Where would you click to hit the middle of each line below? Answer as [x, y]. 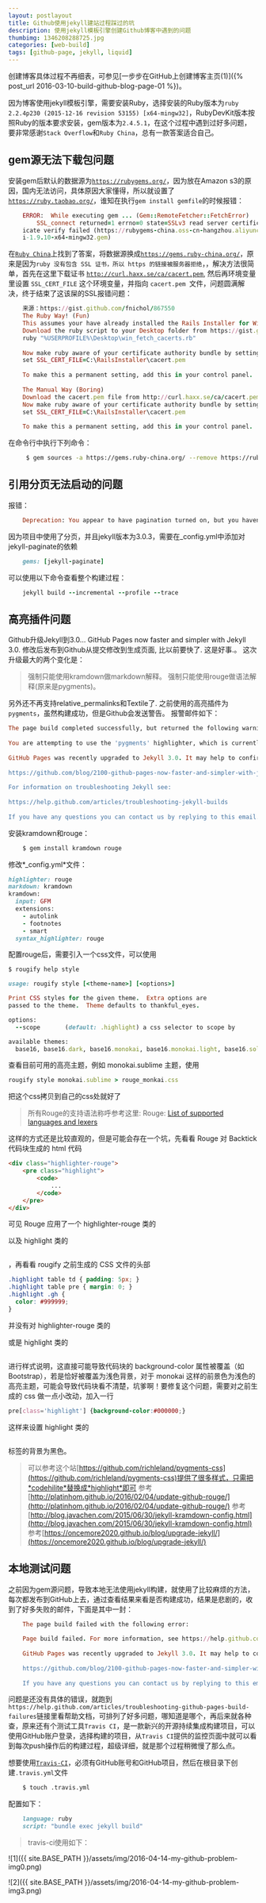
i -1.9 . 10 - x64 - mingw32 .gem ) [67, 238]
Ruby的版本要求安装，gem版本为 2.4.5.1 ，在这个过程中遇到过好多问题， [133, 123]
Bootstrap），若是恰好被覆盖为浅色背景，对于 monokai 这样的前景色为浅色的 [132, 1376]
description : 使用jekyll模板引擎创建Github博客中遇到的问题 [100, 30]
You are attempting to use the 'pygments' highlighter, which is [118, 743]
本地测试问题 [40, 1569]
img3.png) [25, 1891]
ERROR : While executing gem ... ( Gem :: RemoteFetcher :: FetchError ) [136, 215]
